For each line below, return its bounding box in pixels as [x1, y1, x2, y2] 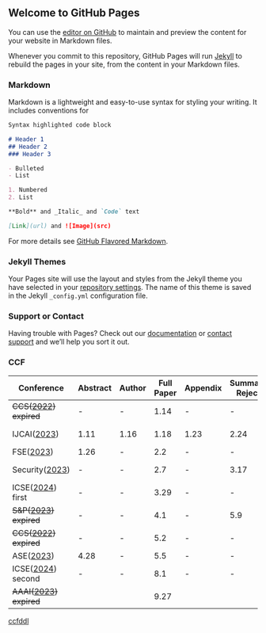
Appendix [184, 382, 222, 393]
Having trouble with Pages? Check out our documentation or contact [8, 329, 232, 338]
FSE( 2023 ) [12, 446, 54, 457]
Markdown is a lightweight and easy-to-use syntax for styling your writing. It [8, 97, 257, 107]
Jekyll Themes [8, 256, 66, 267]
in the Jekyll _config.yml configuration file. [8, 291, 148, 300]
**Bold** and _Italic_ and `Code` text [8, 208, 140, 216]
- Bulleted [8, 164, 44, 173]
